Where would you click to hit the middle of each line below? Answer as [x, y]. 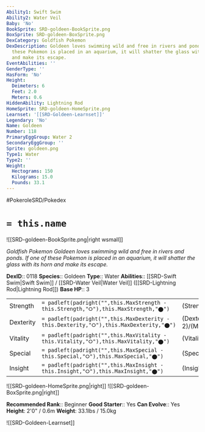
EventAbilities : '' [31, 63]
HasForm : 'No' [24, 75]
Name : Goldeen [24, 126]
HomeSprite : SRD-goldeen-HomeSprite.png [59, 109]
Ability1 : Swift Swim [34, 12]
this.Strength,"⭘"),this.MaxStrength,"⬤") [106, 309]
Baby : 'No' [20, 23]
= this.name [37, 224]
